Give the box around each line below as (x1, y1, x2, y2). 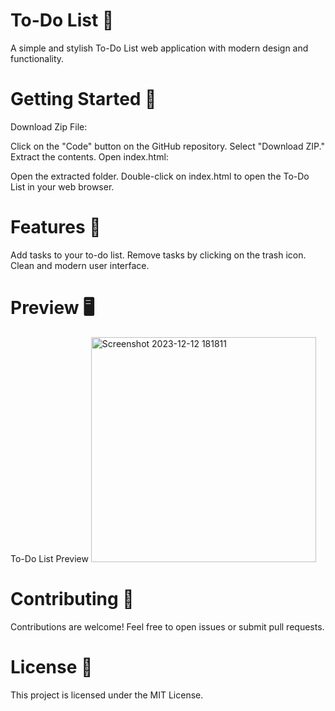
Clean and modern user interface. (10, 259, 150, 271)
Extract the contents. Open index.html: (10, 150, 169, 163)
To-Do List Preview (10, 552, 89, 564)
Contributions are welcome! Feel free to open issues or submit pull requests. (10, 620, 325, 633)
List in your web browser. (10, 180, 115, 193)
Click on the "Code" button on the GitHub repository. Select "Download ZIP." (10, 140, 325, 152)
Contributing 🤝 (10, 587, 135, 610)
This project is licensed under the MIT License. (10, 689, 204, 701)
